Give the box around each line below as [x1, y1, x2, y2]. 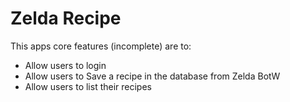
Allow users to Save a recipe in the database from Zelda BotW [24, 70, 281, 82]
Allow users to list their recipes [24, 80, 152, 92]
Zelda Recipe [10, 7, 122, 30]
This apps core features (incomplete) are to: [10, 40, 192, 52]
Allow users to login [24, 59, 107, 71]
